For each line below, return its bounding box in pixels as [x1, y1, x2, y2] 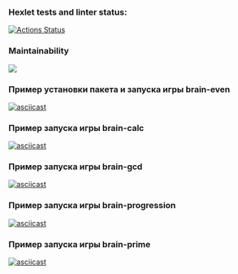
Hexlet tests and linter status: [8, 7, 128, 18]
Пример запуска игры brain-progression [8, 200, 176, 211]
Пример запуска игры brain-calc [8, 122, 145, 133]
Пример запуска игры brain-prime [8, 238, 151, 250]
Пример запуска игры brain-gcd [8, 161, 143, 172]
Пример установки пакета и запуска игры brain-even [8, 84, 231, 95]
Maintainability [8, 46, 69, 57]
